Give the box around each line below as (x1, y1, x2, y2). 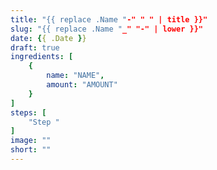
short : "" (10, 145, 52, 155)
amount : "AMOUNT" (46, 80, 118, 90)
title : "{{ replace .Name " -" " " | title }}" (10, 14, 208, 25)
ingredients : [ (10, 52, 74, 62)
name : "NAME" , (46, 71, 105, 81)
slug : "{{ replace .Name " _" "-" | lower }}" (10, 24, 203, 34)
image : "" (10, 136, 52, 146)
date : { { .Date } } (10, 33, 87, 43)
